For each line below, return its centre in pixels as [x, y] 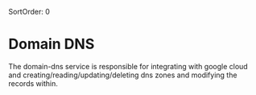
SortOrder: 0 [29, 12]
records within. [33, 83]
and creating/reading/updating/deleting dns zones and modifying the [123, 75]
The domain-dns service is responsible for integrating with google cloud [128, 66]
